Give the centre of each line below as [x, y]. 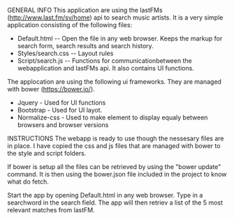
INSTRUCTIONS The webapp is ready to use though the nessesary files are [116, 138]
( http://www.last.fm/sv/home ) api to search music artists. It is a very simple [115, 17]
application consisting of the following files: [70, 25]
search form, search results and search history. [85, 46]
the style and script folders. [47, 153]
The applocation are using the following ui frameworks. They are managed [115, 82]
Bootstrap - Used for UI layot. [60, 110]
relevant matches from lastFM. [51, 210]
